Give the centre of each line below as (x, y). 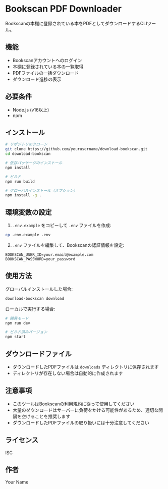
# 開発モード (17, 318)
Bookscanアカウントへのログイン (47, 60)
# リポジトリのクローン (26, 144)
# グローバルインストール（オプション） (41, 191)
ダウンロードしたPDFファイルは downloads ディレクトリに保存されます (86, 367)
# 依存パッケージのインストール (34, 163)
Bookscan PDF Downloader (64, 9)
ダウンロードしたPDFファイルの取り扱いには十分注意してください (81, 422)
